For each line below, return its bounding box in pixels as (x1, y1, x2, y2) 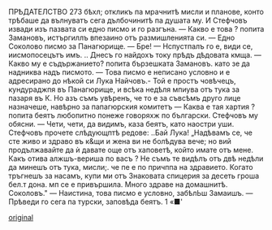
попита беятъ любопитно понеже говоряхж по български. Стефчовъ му (8, 111, 258, 120)
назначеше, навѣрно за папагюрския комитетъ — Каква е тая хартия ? (8, 102, 256, 111)
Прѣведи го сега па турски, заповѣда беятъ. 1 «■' (8, 197, 183, 206)
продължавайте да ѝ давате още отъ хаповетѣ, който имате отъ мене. (8, 145, 254, 154)
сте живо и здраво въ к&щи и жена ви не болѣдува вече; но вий (8, 137, 231, 145)
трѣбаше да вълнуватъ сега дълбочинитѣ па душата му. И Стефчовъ (8, 15, 248, 25)
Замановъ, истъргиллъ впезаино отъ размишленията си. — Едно (8, 33, 235, 42)
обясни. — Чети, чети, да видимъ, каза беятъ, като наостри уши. (8, 119, 235, 128)
